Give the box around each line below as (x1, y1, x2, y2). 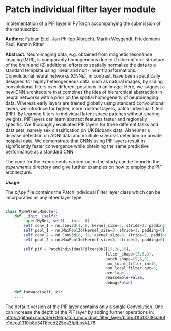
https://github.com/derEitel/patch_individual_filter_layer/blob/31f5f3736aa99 (5, 314, 165, 320)
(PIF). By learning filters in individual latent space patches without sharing (5, 111, 160, 117)
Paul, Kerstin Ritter (5, 41, 44, 47)
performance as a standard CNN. (5, 148, 75, 155)
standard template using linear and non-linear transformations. (5, 67, 137, 73)
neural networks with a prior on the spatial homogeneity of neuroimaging (5, 94, 159, 100)
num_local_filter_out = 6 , (105, 266, 158, 271)
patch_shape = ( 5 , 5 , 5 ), (105, 256, 152, 261)
